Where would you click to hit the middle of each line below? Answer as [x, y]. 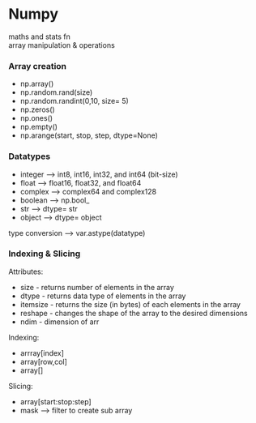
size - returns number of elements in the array [97, 287]
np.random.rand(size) [56, 92]
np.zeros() [37, 109]
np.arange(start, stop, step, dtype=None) [89, 135]
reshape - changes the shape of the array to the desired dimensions [134, 313]
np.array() [37, 84]
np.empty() [39, 127]
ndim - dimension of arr [60, 322]
